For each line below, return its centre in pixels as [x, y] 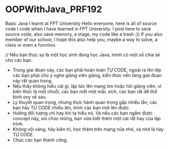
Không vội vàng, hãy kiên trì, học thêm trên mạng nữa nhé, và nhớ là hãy [88, 129]
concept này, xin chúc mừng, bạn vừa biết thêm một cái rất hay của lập [87, 118]
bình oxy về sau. [30, 97]
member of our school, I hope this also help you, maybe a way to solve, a [81, 40]
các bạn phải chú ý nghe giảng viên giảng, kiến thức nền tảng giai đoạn [87, 75]
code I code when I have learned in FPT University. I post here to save [78, 28]
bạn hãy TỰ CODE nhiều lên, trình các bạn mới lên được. [71, 107]
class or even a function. [31, 45]
